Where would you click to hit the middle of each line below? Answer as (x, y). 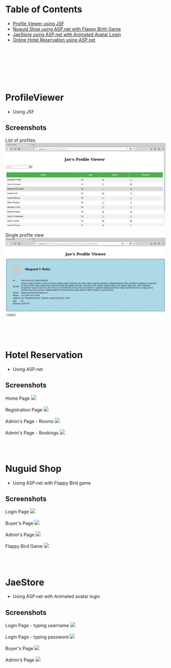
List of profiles (20, 140)
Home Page (18, 398)
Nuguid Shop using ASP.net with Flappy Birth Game (67, 29)
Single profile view (25, 235)
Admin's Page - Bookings (32, 432)
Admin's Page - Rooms (29, 421)
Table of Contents (44, 9)
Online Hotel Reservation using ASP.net (54, 40)
